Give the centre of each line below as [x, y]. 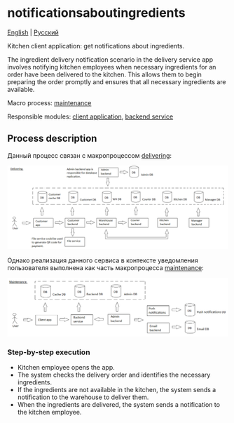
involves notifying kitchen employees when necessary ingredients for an [112, 67]
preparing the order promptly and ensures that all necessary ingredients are [117, 81]
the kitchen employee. [49, 412]
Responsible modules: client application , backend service [90, 116]
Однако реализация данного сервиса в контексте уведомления [103, 260]
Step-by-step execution [49, 352]
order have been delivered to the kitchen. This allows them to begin [104, 74]
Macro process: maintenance [49, 102]
